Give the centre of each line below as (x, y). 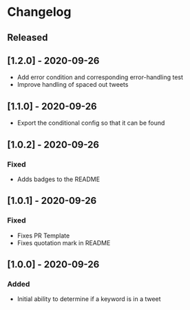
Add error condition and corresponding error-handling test (100, 77)
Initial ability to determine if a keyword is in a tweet (89, 299)
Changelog (39, 12)
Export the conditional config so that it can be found (91, 123)
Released (28, 38)
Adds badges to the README (59, 179)
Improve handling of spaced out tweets (73, 85)
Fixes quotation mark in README (64, 242)
